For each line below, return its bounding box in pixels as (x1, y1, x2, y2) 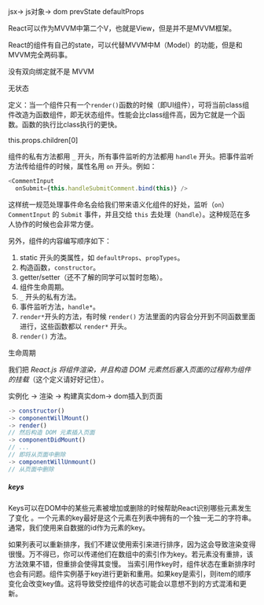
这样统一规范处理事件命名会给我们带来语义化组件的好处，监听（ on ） (8, 200, 229, 209)
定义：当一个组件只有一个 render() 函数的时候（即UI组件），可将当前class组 (8, 101, 250, 109)
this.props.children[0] (8, 136, 79, 145)
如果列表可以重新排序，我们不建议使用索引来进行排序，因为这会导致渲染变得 (8, 539, 256, 548)
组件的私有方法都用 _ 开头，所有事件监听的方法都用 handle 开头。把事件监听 (8, 152, 254, 161)
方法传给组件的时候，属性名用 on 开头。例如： (8, 162, 157, 170)
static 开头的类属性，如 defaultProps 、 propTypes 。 (19, 252, 185, 262)
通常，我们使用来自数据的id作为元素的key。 (8, 522, 150, 532)
